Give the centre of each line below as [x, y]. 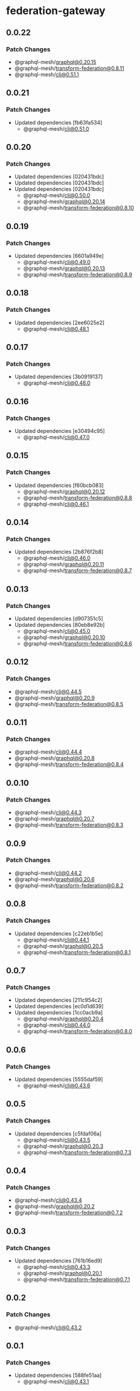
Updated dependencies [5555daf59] [59, 1079]
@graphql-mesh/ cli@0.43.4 [48, 1200]
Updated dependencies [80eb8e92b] [59, 625]
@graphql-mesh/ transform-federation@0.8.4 [69, 764]
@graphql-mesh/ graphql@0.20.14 [64, 201]
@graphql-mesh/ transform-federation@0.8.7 [78, 570]
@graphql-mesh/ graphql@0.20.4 [63, 1019]
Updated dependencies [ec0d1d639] [59, 1006]
